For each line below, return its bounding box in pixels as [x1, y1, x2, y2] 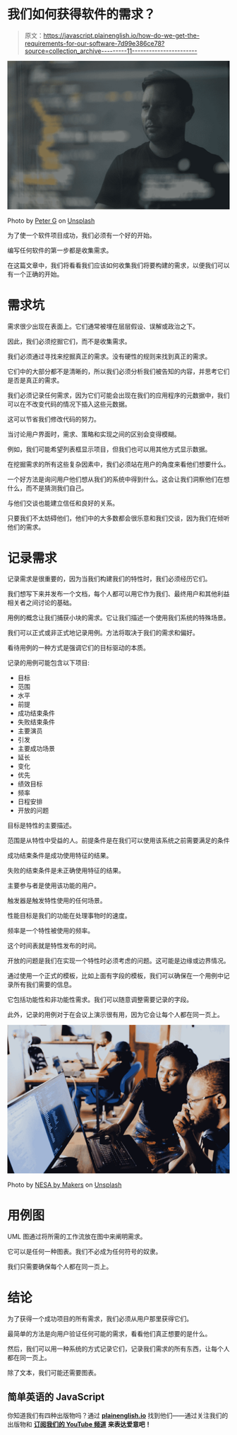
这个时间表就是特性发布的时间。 [7, 941, 100, 950]
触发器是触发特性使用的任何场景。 [7, 896, 107, 905]
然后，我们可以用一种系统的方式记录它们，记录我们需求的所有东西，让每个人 [7, 1344, 230, 1353]
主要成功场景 [17, 744, 55, 753]
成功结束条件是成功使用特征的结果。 [7, 852, 113, 860]
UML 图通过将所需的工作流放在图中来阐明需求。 [7, 1232, 147, 1241]
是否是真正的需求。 [7, 376, 63, 384]
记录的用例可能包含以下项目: [7, 658, 90, 667]
